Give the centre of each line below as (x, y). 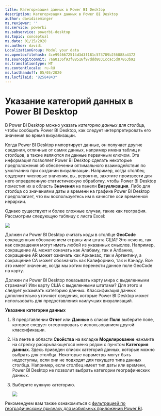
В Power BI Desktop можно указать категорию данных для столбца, (75, 125)
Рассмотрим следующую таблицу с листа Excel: (55, 216)
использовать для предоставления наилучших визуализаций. (69, 300)
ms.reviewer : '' (21, 23)
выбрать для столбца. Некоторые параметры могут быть (72, 354)
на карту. (15, 270)
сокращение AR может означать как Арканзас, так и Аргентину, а (73, 255)
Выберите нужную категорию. (43, 384)
